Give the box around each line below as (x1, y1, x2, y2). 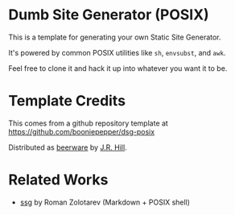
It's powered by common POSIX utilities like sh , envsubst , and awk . (8, 48, 226, 57)
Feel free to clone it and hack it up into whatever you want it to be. (8, 63, 228, 73)
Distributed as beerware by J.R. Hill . (8, 143, 127, 152)
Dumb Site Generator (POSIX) (8, 6, 209, 24)
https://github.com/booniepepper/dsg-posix (8, 126, 155, 136)
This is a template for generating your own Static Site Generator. (8, 32, 221, 42)
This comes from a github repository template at (8, 118, 169, 128)
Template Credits (8, 92, 126, 110)
